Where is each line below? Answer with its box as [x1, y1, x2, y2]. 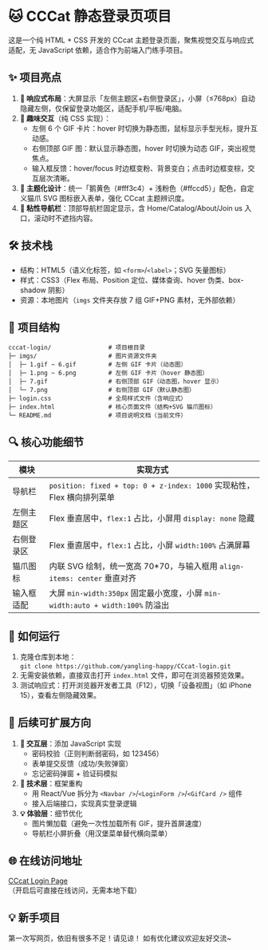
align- [219, 562, 245, 572]
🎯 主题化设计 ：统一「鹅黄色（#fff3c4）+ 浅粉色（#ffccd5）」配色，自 [19, 183, 247, 192]
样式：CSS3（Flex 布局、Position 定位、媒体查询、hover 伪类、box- [19, 275, 245, 284]
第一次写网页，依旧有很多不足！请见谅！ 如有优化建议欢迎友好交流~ [8, 933, 232, 943]
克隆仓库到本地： [19, 652, 77, 661]
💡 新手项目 [8, 911, 61, 924]
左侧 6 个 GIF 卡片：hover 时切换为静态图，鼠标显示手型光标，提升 [31, 123, 251, 133]
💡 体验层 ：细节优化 [19, 808, 83, 818]
